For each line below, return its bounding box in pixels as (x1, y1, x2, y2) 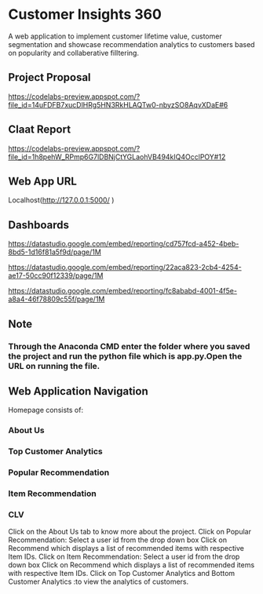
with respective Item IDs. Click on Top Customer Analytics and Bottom (8, 569, 236, 578)
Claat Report (8, 123, 71, 137)
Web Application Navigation (8, 384, 148, 398)
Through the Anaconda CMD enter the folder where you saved (8, 341, 250, 352)
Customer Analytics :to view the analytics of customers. (8, 577, 189, 586)
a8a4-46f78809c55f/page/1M (8, 294, 105, 304)
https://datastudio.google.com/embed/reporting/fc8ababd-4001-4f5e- (8, 286, 238, 296)
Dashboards (8, 218, 69, 231)
